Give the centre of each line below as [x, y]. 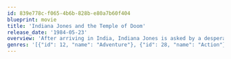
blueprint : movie [32, 20]
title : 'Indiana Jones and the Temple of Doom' [77, 26]
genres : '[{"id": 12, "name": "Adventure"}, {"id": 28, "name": [101, 45]
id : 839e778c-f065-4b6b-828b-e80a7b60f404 [69, 13]
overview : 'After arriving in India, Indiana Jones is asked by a [104, 39]
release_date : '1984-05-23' [47, 32]
